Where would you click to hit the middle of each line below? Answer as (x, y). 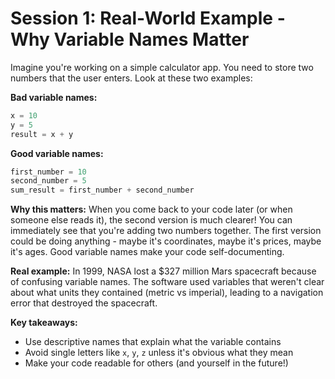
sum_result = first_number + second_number (102, 190)
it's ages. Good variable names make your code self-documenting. (147, 252)
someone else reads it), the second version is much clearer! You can (151, 220)
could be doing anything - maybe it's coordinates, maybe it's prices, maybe (166, 241)
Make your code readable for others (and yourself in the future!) (156, 363)
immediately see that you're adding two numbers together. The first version (166, 231)
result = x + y (42, 134)
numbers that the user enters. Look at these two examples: (131, 78)
